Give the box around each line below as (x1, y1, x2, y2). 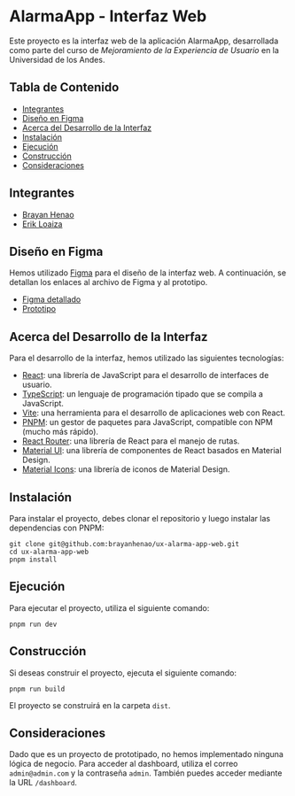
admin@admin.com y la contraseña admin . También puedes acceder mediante (9, 768, 283, 778)
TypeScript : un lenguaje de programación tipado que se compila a (21, 389, 264, 399)
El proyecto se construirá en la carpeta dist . (9, 699, 171, 710)
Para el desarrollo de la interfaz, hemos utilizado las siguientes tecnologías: (9, 352, 284, 364)
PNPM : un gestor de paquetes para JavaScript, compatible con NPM (21, 417, 273, 428)
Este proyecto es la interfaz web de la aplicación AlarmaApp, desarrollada (9, 35, 279, 46)
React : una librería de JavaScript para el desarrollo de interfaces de (21, 370, 269, 381)
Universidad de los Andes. (9, 54, 105, 65)
